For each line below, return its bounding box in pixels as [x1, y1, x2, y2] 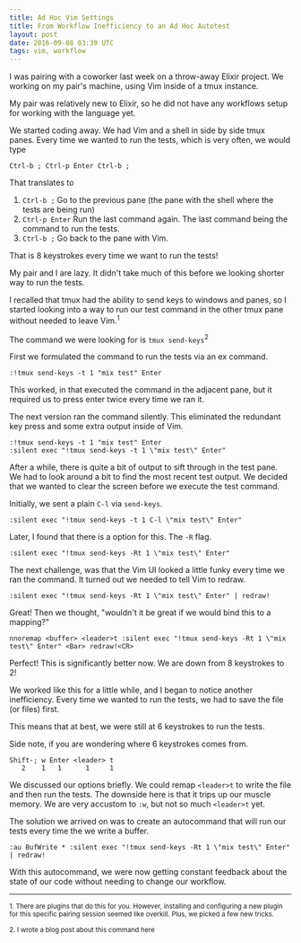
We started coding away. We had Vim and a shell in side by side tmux [9, 125, 266, 136]
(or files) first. [9, 704, 60, 715]
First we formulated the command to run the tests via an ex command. [9, 351, 269, 362]
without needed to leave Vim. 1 [9, 313, 120, 326]
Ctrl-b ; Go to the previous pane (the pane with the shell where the [21, 195, 274, 206]
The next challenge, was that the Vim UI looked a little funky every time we [9, 565, 285, 576]
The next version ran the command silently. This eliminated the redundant [9, 411, 281, 422]
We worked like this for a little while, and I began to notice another [9, 684, 254, 696]
